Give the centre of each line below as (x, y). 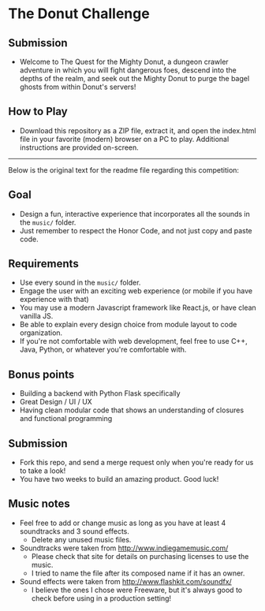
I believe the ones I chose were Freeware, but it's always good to (137, 590)
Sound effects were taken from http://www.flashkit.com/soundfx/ (126, 581)
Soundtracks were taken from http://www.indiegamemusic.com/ (124, 548)
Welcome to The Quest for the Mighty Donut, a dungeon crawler (124, 61)
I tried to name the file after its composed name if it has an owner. (138, 573)
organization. (41, 333)
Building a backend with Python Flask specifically (100, 393)
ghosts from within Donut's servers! (78, 87)
